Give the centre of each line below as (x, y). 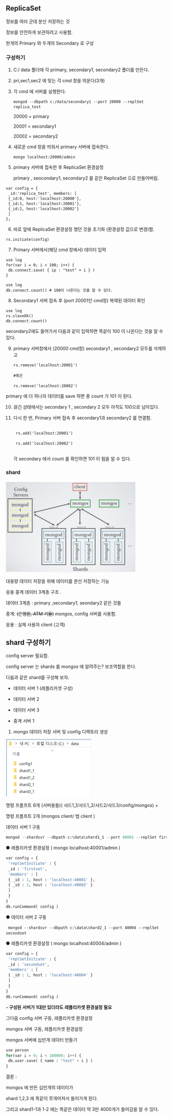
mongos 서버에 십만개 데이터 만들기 (42, 1040)
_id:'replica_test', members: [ (42, 194)
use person (17, 1050)
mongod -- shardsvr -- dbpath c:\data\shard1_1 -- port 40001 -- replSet (81, 837)
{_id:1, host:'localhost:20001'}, (45, 204)
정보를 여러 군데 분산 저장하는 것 (38, 21)
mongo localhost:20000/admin (44, 157)
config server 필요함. (27, 656)
